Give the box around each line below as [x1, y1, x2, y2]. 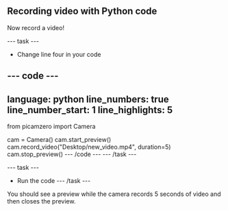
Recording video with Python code [7, 5, 157, 17]
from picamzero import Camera [7, 123, 96, 131]
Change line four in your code [16, 50, 101, 58]
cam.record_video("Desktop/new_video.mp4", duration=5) [7, 143, 171, 151]
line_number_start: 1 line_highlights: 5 [7, 104, 173, 116]
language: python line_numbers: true [7, 93, 169, 105]
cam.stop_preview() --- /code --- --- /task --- [7, 150, 137, 158]
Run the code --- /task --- [16, 177, 91, 185]
